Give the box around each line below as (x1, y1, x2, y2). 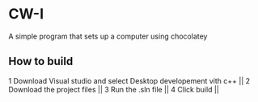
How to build (8, 55, 74, 68)
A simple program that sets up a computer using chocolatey (8, 31, 208, 41)
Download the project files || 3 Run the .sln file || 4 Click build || (8, 84, 220, 94)
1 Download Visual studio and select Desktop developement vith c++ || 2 (8, 75, 251, 85)
